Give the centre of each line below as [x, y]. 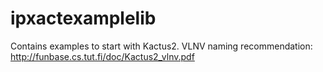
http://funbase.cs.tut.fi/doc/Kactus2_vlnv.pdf [102, 56]
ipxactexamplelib [83, 18]
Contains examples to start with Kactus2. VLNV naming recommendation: [161, 46]
